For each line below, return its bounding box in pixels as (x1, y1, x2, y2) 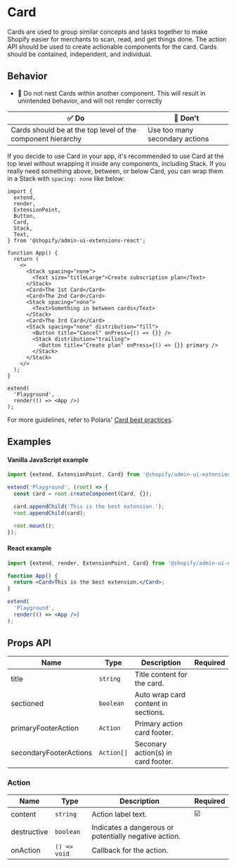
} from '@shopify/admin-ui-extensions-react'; (7, 237, 146, 244)
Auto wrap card (134, 690, 186, 700)
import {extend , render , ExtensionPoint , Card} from (7, 560, 165, 567)
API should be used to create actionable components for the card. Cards (7, 42, 217, 51)
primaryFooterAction (11, 724, 79, 733)
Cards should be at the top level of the (11, 124, 137, 134)
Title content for (134, 669, 188, 679)
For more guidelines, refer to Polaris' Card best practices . (7, 416, 173, 424)
